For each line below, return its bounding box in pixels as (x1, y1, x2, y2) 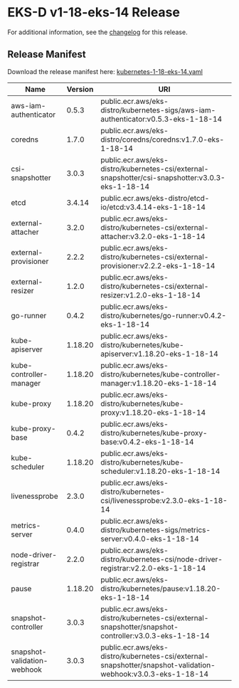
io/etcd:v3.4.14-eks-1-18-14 (100, 202, 206, 212)
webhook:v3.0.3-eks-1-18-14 (100, 669, 208, 679)
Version (66, 84, 94, 94)
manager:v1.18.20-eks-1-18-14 (100, 378, 217, 388)
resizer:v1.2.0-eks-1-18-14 (100, 290, 201, 300)
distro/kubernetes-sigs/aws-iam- (100, 105, 216, 115)
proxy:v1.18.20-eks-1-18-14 (100, 407, 206, 417)
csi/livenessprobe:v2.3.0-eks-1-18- (100, 495, 228, 505)
